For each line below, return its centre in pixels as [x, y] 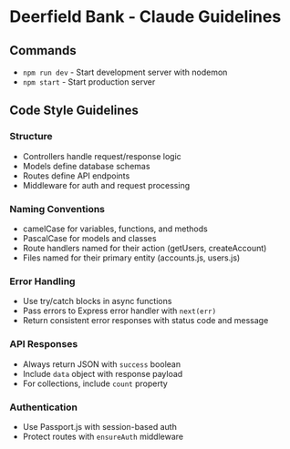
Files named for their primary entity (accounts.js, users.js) [131, 258]
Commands [43, 51]
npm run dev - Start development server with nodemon [125, 72]
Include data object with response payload [103, 373]
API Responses [44, 344]
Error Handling [42, 281]
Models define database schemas [86, 166]
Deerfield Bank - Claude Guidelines [145, 17]
